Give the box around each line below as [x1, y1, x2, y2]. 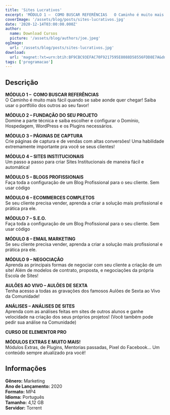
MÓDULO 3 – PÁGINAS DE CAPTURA [5, 133, 83, 139]
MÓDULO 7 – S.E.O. [5, 215, 47, 221]
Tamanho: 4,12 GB [5, 399, 44, 405]
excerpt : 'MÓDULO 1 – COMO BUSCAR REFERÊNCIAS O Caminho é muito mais [5, 12, 164, 17]
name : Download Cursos [10, 31, 58, 36]
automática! [5, 164, 30, 170]
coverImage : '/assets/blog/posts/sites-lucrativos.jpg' [5, 17, 125, 22]
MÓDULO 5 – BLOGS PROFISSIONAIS [5, 174, 84, 180]
